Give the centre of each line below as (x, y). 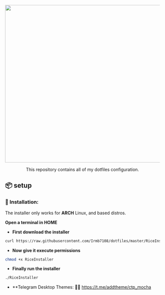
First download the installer (41, 232)
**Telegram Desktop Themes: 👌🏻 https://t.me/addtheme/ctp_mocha (82, 287)
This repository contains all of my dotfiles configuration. (82, 169)
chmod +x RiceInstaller (29, 259)
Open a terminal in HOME (31, 222)
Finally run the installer (36, 269)
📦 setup (18, 185)
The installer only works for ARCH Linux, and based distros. (66, 213)
